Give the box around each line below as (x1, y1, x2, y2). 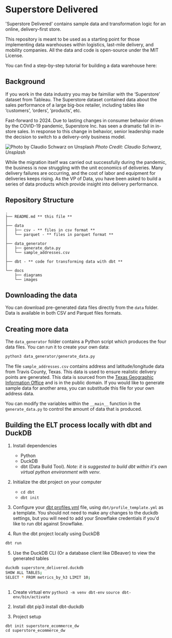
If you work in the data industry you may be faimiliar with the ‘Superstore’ (5, 91, 160, 97)
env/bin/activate (12, 594, 50, 599)
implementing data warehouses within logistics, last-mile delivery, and (5, 41, 154, 47)
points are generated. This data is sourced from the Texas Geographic (5, 374, 154, 380)
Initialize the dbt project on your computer (12, 479, 102, 485)
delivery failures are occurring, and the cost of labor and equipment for (5, 170, 156, 176)
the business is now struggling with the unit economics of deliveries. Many (5, 165, 163, 171)
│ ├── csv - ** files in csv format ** (5, 227, 95, 232)
